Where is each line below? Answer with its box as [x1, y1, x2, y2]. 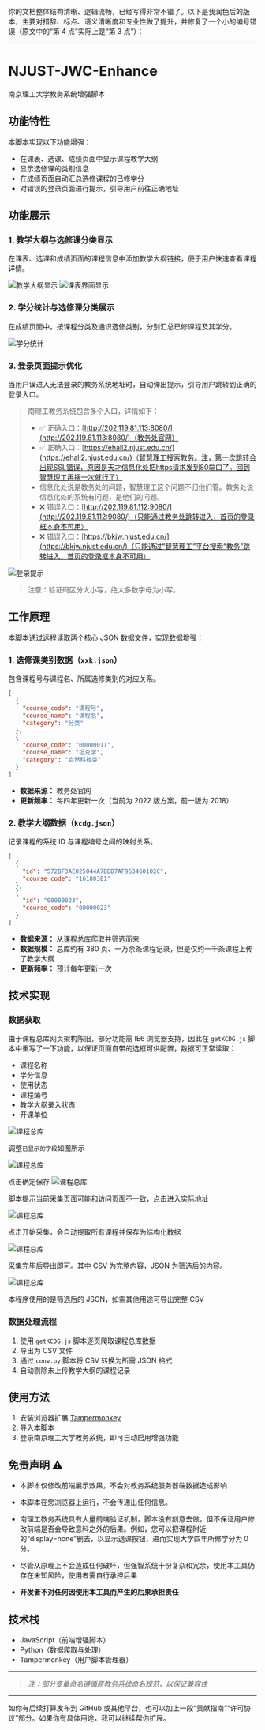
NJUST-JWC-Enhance [8, 62, 158, 81]
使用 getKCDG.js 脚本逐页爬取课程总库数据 [19, 1336, 156, 1345]
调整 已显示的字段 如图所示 [8, 1144, 85, 1153]
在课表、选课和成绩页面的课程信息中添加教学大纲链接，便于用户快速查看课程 [8, 254, 257, 263]
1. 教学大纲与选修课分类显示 [8, 235, 114, 246]
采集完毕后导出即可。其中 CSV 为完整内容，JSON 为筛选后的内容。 [8, 1261, 227, 1270]
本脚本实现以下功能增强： [8, 137, 91, 146]
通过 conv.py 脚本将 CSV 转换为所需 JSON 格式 [19, 1356, 173, 1365]
